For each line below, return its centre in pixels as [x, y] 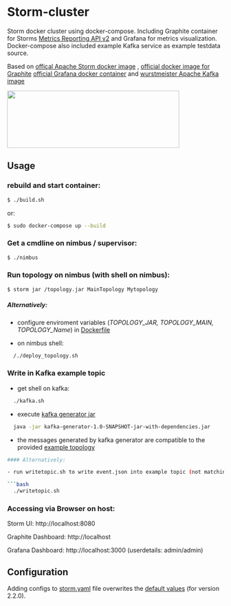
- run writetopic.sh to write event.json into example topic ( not [104, 472]
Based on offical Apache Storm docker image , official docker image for [109, 66]
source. [18, 53]
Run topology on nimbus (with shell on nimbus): [89, 275]
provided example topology [56, 447]
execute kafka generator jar [56, 414]
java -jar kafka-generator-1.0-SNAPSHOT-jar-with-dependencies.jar [112, 427]
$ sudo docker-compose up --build [57, 226]
